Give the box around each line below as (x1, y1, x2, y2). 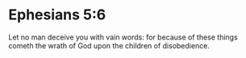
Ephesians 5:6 (8, 6, 106, 24)
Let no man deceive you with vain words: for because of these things (8, 32, 238, 42)
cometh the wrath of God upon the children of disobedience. (8, 40, 210, 50)
